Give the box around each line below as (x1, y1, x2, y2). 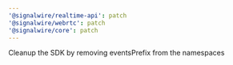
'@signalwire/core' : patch (8, 26, 98, 34)
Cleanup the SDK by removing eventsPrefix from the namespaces (8, 48, 225, 58)
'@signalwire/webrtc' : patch (8, 19, 106, 27)
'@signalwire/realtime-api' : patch (8, 11, 127, 20)
